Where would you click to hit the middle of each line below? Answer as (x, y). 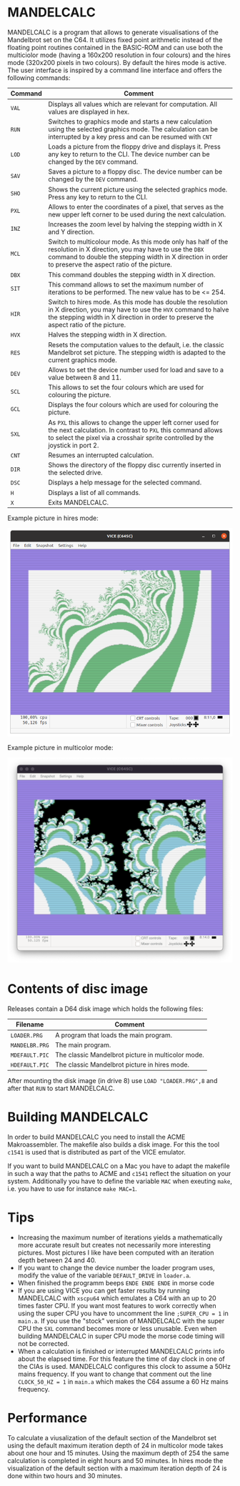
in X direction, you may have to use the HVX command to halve (139, 310)
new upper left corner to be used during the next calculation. (137, 214)
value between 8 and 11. (85, 377)
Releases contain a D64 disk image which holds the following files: (105, 1009)
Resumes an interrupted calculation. (101, 455)
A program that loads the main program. (114, 1035)
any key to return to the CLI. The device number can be (129, 154)
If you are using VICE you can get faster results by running (104, 1290)
